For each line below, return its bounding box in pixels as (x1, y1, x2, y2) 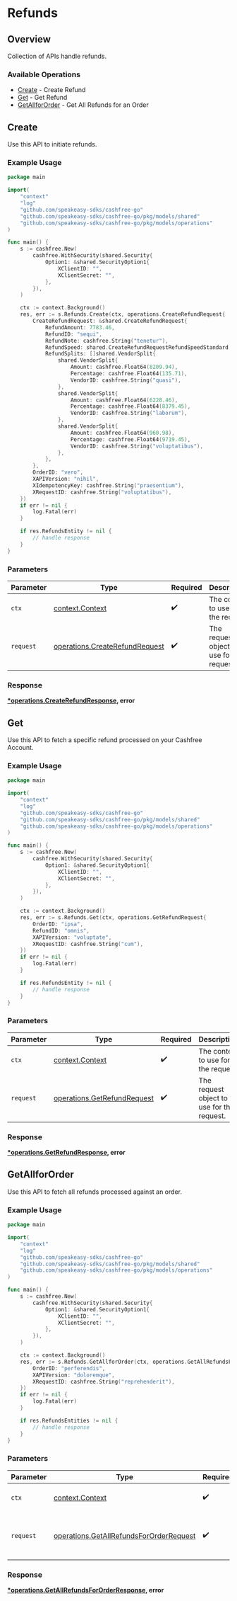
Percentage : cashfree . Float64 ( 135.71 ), (70, 370, 188, 377)
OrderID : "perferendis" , (32, 1364, 106, 1372)
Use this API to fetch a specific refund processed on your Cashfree (7, 736, 202, 744)
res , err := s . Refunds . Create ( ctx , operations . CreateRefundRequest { (20, 311, 226, 318)
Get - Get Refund (17, 93, 68, 102)
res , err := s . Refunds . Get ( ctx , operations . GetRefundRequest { (20, 914, 207, 921)
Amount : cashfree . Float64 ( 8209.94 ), (70, 363, 178, 371)
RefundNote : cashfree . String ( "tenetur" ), (44, 337, 169, 344)
